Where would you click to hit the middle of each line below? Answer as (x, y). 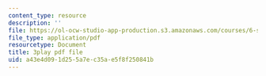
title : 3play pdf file (46, 52)
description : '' (35, 23)
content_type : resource (47, 15)
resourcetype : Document (47, 45)
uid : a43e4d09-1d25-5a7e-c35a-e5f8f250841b (81, 60)
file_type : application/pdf (55, 38)
